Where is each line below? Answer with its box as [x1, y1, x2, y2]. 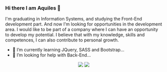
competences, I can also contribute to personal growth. [5, 37, 119, 43]
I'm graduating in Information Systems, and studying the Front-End [5, 16, 142, 22]
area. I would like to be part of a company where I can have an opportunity [5, 26, 159, 32]
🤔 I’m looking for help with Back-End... [12, 52, 91, 58]
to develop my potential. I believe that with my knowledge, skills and [5, 32, 145, 38]
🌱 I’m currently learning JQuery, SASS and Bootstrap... [12, 47, 125, 53]
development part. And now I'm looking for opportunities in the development [5, 21, 163, 27]
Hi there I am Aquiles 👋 [5, 4, 61, 11]
